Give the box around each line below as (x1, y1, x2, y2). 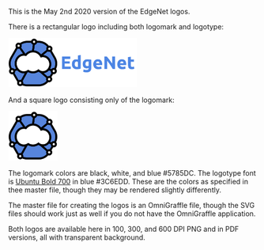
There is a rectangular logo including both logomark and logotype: (8, 22, 224, 31)
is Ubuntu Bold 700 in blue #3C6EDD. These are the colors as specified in (8, 177, 249, 186)
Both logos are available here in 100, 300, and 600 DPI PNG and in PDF (8, 225, 239, 233)
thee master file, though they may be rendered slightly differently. (8, 185, 221, 195)
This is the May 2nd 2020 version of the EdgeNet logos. (8, 7, 190, 16)
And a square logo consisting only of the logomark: (8, 95, 175, 104)
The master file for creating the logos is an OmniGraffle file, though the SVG (8, 201, 255, 210)
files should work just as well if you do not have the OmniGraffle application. (8, 209, 256, 218)
